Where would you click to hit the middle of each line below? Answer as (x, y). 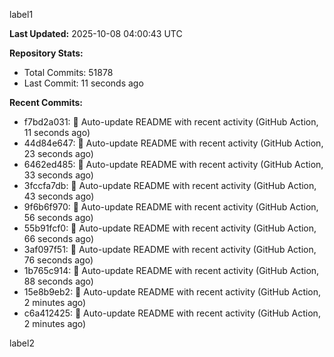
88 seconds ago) (58, 281)
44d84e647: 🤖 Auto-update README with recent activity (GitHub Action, (173, 143)
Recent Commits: (46, 102)
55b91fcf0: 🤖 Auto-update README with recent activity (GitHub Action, (170, 228)
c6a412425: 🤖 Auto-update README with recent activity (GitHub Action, (172, 313)
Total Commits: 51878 (68, 72)
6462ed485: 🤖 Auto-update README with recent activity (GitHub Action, (173, 164)
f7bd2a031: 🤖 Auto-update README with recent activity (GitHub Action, (171, 122)
